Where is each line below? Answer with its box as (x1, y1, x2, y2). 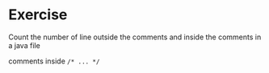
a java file (8, 40, 40, 50)
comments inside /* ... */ (8, 56, 100, 66)
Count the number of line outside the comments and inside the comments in (8, 32, 262, 42)
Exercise (8, 6, 68, 24)
